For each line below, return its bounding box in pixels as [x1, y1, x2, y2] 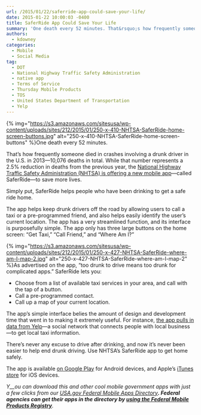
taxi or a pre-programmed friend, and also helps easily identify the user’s [6, 212, 187, 219]
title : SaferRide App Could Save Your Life [6, 20, 117, 26]
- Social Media [11, 53, 50, 59]
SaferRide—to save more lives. [6, 176, 82, 183]
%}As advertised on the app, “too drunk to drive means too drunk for [6, 261, 176, 268]
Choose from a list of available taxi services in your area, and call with [14, 279, 187, 286]
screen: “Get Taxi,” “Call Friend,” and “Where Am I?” [6, 231, 135, 238]
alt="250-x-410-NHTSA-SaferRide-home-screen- [57, 132, 181, 139]
